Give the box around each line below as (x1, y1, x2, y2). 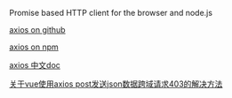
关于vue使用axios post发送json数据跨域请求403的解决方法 (9, 79, 223, 89)
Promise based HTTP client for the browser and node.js (9, 8, 213, 18)
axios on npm (9, 41, 60, 52)
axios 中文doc (9, 60, 60, 70)
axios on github (9, 25, 66, 34)
